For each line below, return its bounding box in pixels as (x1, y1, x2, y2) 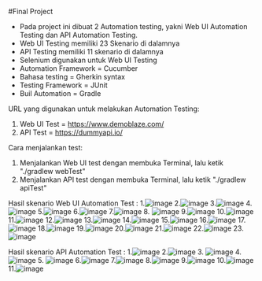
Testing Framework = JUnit (19, 80, 108, 90)
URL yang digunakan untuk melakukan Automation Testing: (8, 104, 200, 113)
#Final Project (8, 7, 54, 16)
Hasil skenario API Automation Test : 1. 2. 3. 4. (8, 247, 242, 257)
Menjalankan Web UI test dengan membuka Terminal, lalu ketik (19, 158, 224, 168)
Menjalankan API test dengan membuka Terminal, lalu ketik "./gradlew (19, 175, 246, 184)
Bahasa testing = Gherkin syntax (19, 72, 126, 81)
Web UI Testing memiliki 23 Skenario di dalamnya (19, 39, 180, 48)
